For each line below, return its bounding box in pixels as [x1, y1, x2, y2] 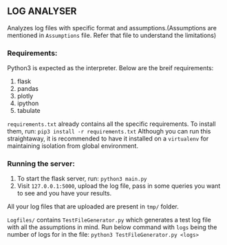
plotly [17, 92, 34, 100]
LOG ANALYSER [7, 6, 77, 17]
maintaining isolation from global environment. [7, 142, 139, 150]
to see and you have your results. [17, 189, 112, 198]
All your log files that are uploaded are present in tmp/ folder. [7, 202, 179, 211]
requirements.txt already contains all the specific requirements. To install [7, 120, 216, 128]
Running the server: [7, 159, 76, 169]
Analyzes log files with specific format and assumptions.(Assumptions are [7, 23, 217, 32]
